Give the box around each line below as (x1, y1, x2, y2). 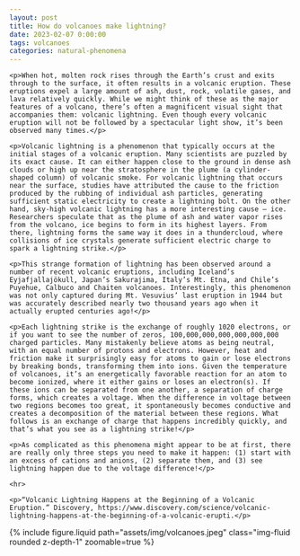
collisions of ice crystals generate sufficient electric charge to (9, 236, 271, 245)
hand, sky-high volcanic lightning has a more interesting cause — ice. (9, 205, 287, 214)
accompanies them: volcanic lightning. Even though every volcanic (9, 110, 268, 119)
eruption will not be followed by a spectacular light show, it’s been (9, 119, 283, 128)
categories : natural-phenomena (9, 47, 127, 56)
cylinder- (234, 165, 271, 175)
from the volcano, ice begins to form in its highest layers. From (9, 221, 268, 230)
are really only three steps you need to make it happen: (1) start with (9, 448, 292, 458)
